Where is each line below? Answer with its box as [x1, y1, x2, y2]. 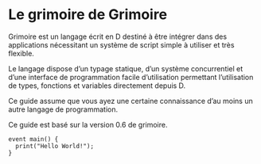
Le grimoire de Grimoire [8, 6, 168, 24]
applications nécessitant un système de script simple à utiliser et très [8, 40, 235, 49]
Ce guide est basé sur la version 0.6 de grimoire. [8, 120, 168, 129]
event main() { [8, 135, 59, 143]
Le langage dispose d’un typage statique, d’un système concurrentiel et [8, 63, 243, 73]
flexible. [8, 48, 34, 58]
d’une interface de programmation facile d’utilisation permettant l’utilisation [8, 72, 254, 82]
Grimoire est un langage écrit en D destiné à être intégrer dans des [8, 32, 228, 41]
